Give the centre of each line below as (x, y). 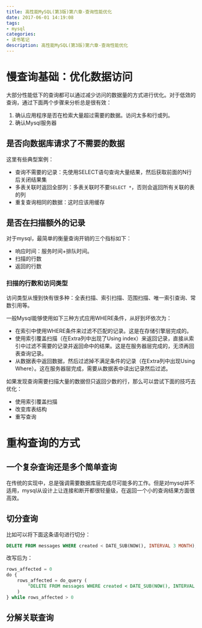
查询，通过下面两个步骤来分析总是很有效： (59, 102)
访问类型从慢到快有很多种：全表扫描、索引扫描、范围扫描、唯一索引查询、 (98, 297)
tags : (13, 23)
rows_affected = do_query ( (52, 581)
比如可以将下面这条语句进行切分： (48, 534)
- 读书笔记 (18, 40)
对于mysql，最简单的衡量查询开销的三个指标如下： (69, 238)
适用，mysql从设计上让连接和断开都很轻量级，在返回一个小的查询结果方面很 (101, 490)
